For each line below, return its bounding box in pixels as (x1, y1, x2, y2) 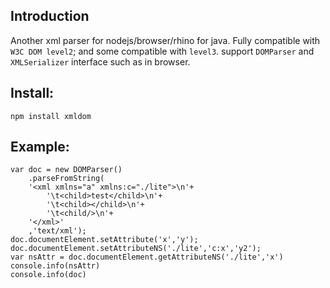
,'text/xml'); (28, 226, 87, 236)
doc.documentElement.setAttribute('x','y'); (10, 235, 199, 245)
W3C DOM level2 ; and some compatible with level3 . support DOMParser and (10, 45, 315, 57)
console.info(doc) (10, 270, 87, 280)
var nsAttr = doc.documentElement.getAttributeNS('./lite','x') (10, 252, 284, 263)
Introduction (10, 8, 90, 25)
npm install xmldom (10, 111, 92, 121)
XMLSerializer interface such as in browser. (10, 55, 191, 68)
